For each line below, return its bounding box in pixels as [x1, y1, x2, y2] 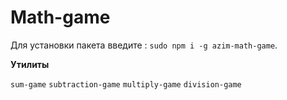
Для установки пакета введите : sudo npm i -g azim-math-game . [10, 39, 278, 51]
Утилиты [10, 58, 50, 70]
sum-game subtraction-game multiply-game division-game [10, 79, 242, 90]
